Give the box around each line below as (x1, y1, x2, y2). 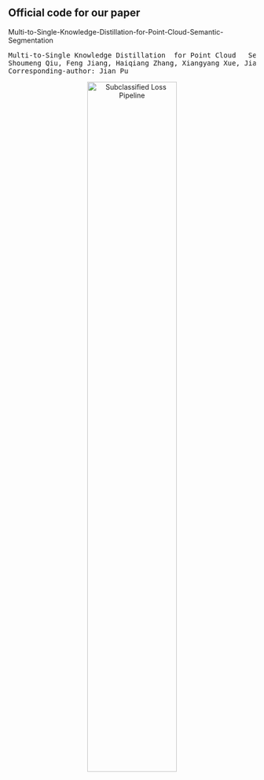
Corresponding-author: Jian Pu (8, 66, 129, 75)
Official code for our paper (8, 6, 141, 20)
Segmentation (8, 35, 53, 45)
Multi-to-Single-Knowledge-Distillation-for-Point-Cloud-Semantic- (8, 27, 224, 36)
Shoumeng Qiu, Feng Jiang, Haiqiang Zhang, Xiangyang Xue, (8, 58, 241, 68)
